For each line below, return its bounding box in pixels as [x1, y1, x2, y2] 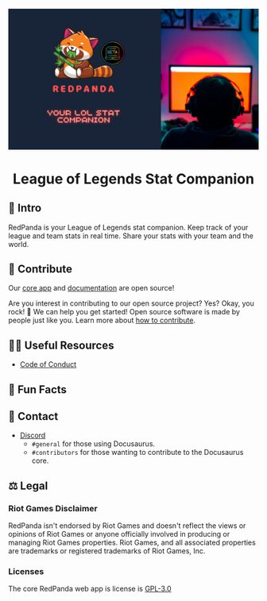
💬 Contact [8, 410, 59, 423]
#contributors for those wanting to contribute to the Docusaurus [31, 448, 244, 457]
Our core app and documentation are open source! [8, 283, 175, 293]
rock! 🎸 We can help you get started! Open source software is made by [8, 307, 241, 317]
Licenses [8, 565, 44, 576]
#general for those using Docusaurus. [31, 439, 156, 449]
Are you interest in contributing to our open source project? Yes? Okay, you [8, 299, 254, 308]
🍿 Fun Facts [8, 383, 68, 396]
